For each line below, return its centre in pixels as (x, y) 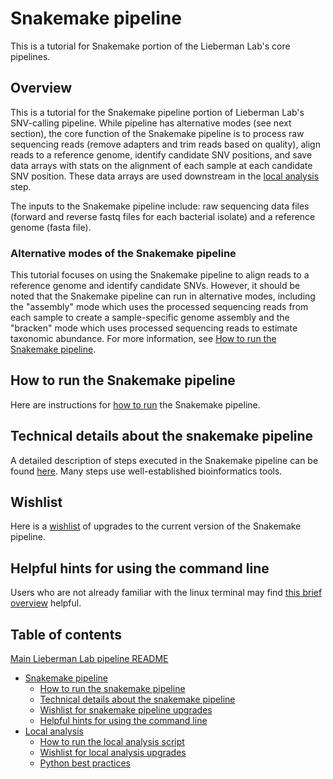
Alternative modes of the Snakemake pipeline (123, 253)
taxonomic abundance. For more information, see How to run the (143, 339)
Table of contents (66, 634)
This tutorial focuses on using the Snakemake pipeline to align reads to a (160, 275)
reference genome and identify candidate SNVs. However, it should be (155, 286)
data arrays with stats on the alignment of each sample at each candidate (161, 165)
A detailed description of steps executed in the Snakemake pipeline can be (164, 460)
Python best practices (85, 763)
